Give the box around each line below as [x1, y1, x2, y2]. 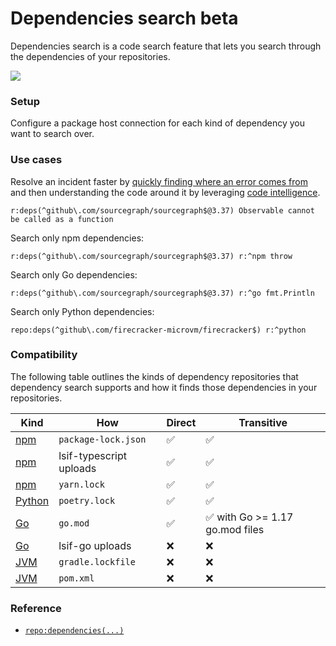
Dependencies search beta [10, 7, 239, 30]
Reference [10, 601, 62, 615]
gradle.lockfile [58, 556, 136, 567]
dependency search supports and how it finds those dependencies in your [10, 381, 318, 393]
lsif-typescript [58, 448, 128, 462]
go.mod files [205, 522, 265, 536]
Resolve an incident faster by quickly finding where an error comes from [10, 175, 308, 187]
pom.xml [58, 572, 95, 584]
